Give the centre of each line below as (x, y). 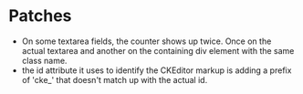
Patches (40, 16)
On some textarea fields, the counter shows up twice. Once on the (146, 41)
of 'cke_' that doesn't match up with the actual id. (115, 79)
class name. (44, 60)
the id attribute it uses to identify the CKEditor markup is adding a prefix (157, 70)
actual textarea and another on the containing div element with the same (158, 50)
